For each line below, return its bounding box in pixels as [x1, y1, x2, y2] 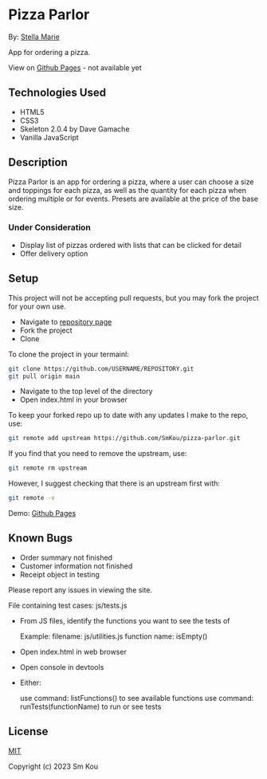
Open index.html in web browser [19, 647, 128, 656]
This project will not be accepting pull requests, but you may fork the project [8, 293, 259, 302]
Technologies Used [8, 86, 106, 100]
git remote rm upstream [8, 464, 88, 472]
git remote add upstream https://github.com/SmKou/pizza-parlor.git [8, 435, 241, 443]
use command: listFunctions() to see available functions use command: [19, 693, 253, 702]
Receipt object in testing [19, 569, 100, 579]
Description [8, 155, 68, 169]
